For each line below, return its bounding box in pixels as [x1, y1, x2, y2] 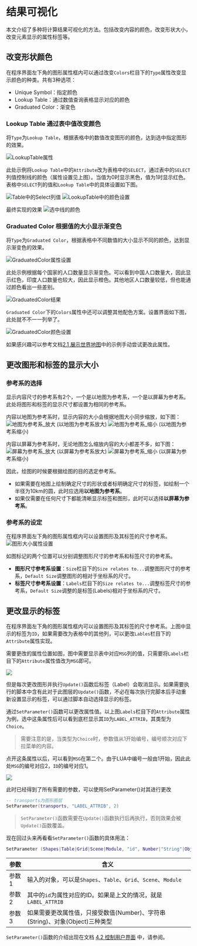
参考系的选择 [6, 379, 43, 387]
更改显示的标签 [6, 606, 60, 616]
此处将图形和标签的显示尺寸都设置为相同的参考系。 [6, 401, 130, 408]
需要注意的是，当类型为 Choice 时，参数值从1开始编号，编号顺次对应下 [20, 736, 188, 743]
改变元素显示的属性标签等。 [6, 33, 73, 40]
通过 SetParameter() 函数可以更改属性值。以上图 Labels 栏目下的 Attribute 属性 [6, 708, 191, 715]
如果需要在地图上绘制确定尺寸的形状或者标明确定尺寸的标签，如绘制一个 [14, 480, 189, 487]
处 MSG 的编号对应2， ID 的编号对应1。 [6, 763, 92, 770]
